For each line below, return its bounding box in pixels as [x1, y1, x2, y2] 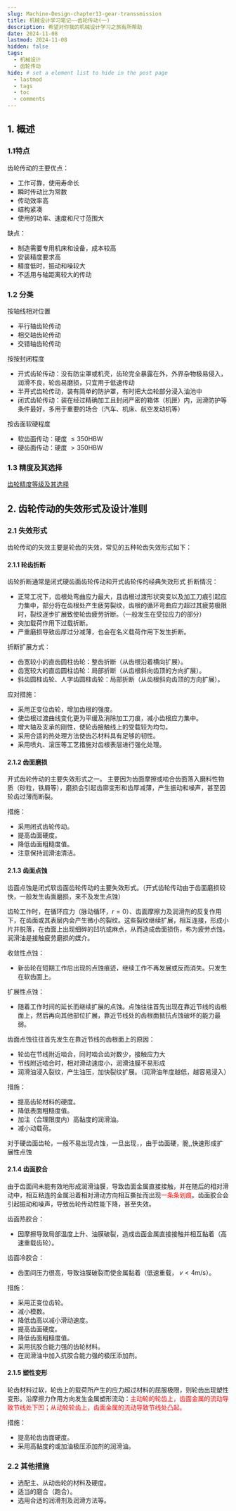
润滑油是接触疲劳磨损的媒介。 [7, 933, 93, 942]
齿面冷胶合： [7, 1253, 44, 1262]
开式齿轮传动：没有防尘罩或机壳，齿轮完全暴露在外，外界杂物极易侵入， [17, 369, 227, 378]
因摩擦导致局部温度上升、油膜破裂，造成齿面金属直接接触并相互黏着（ [17, 1229, 221, 1238]
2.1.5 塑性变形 [7, 1369, 48, 1377]
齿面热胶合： [7, 1214, 44, 1223]
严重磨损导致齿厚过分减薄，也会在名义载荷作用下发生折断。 [17, 628, 190, 636]
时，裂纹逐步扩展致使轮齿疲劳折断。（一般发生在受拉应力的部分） [17, 610, 206, 619]
